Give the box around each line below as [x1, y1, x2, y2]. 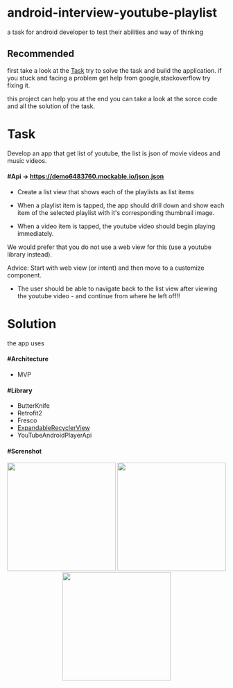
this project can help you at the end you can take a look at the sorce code [7, 94, 218, 103]
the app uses [7, 338, 45, 347]
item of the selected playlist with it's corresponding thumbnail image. [17, 208, 215, 216]
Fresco [17, 416, 37, 424]
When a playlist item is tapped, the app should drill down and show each [17, 201, 225, 209]
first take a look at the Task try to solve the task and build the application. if [7, 66, 222, 74]
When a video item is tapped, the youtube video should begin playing [17, 222, 216, 230]
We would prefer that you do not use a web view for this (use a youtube [7, 243, 212, 251]
